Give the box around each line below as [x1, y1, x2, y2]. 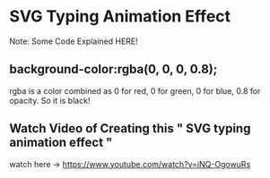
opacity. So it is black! [9, 95, 91, 106]
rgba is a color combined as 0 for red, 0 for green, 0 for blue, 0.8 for [9, 85, 261, 96]
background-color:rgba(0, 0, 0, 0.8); [9, 62, 218, 77]
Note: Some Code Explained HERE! [9, 36, 139, 47]
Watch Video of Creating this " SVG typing [9, 121, 251, 136]
